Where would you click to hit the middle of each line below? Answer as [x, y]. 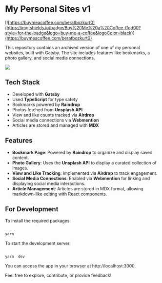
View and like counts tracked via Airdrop [53, 115]
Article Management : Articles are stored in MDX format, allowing [78, 188]
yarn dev [15, 257]
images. [20, 168]
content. [20, 158]
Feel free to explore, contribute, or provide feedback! [58, 275]
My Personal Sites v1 [48, 9]
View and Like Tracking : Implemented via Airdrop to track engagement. [85, 173]
